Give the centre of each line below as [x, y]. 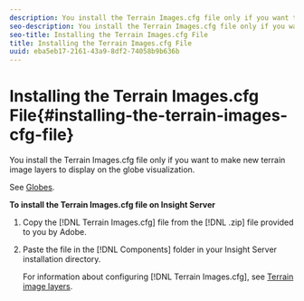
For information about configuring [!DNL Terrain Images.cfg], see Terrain [158, 277]
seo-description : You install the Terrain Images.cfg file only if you [147, 26]
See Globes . [32, 188]
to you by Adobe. [55, 232]
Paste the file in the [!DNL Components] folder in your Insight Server [150, 249]
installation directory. [62, 259]
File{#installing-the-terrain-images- [148, 116]
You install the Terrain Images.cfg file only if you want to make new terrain [147, 160]
